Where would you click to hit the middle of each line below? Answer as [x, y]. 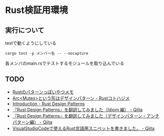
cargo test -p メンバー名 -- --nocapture [47, 53]
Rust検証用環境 [37, 10]
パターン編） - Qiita [32, 122]
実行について [25, 30]
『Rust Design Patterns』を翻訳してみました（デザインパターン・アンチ [86, 116]
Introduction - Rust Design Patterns [48, 104]
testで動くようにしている [31, 43]
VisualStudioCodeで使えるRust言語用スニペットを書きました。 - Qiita [83, 128]
